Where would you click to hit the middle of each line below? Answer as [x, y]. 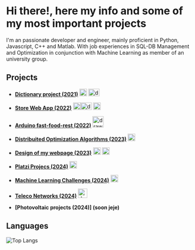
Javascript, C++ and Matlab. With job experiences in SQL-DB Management [98, 46]
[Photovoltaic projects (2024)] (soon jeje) [67, 207]
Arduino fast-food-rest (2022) [53, 125]
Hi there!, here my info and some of [95, 11]
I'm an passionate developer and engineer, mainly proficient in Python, [93, 40]
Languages [27, 226]
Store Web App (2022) [43, 107]
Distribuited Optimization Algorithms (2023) [70, 139]
